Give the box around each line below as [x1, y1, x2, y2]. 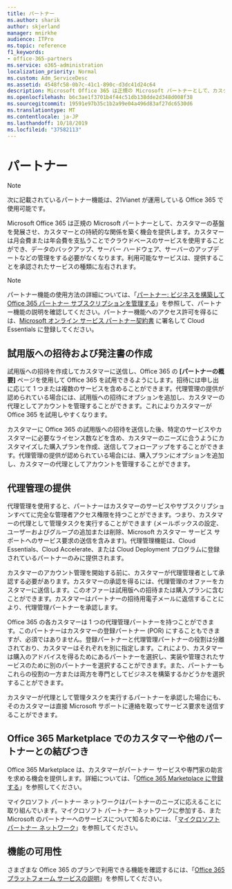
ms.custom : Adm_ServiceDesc [7, 74, 88, 82]
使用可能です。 [7, 204, 50, 213]
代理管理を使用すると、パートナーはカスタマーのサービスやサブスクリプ [7, 502, 213, 510]
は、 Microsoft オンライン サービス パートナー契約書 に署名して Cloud [7, 317, 205, 325]
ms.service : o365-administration [7, 62, 104, 69]
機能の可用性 [7, 846, 62, 858]
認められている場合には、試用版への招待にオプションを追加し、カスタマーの [7, 393, 225, 402]
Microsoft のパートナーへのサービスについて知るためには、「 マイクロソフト [7, 815, 220, 823]
